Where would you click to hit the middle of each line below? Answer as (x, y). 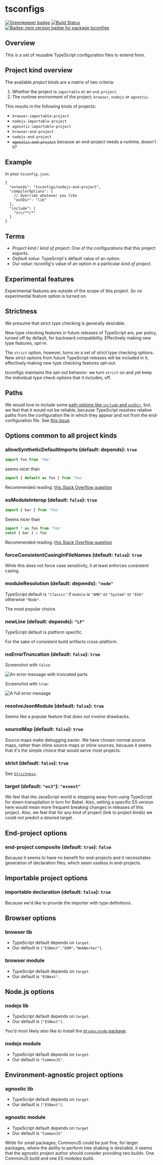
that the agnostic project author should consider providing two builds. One (80, 1153)
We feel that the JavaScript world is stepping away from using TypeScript (79, 797)
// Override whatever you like (45, 196)
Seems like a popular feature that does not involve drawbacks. (68, 717)
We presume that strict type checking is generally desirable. (65, 323)
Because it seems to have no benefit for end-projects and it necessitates (78, 858)
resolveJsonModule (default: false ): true (54, 706)
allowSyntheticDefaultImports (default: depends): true (71, 449)
